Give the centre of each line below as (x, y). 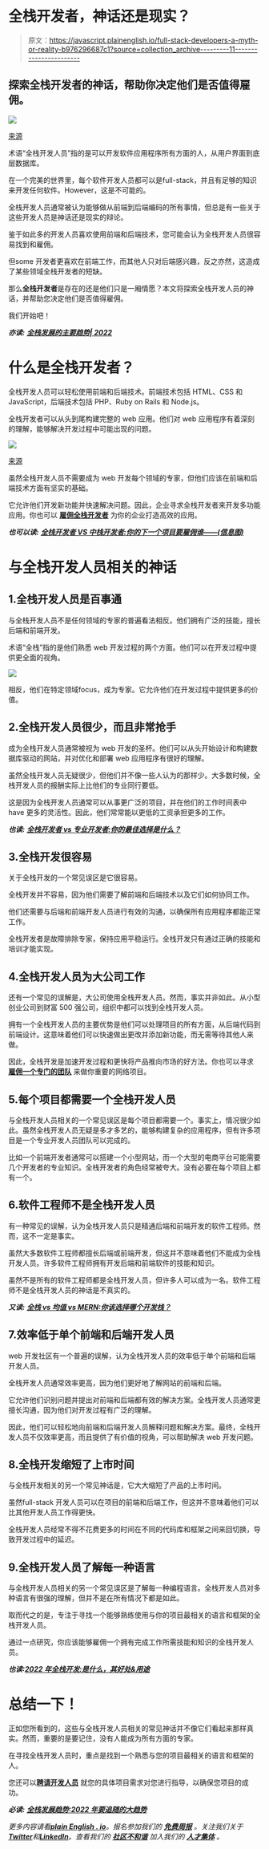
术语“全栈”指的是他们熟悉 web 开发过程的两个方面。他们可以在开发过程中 (129, 647)
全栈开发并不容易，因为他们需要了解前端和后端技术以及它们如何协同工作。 (131, 894)
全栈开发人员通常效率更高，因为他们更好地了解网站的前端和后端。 (117, 1383)
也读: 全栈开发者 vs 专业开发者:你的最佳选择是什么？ (95, 829)
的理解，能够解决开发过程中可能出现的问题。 (82, 428)
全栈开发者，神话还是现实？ (100, 16)
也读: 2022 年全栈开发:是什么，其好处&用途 (79, 1669)
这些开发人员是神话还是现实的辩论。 (68, 217)
